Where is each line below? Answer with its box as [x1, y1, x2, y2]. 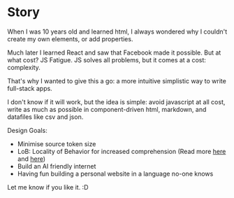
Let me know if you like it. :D [7, 183, 89, 191]
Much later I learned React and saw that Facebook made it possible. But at [7, 48, 221, 57]
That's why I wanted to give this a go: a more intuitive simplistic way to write [7, 76, 227, 85]
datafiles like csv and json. [7, 113, 84, 121]
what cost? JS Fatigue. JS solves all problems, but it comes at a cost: [7, 55, 206, 64]
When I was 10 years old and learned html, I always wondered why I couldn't [7, 27, 228, 36]
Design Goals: [7, 126, 47, 134]
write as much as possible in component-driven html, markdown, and [7, 105, 207, 113]
